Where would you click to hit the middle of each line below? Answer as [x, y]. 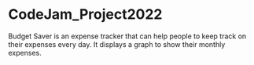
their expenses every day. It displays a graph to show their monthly [117, 44]
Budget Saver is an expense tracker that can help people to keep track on [127, 36]
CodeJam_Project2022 [85, 14]
